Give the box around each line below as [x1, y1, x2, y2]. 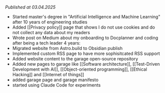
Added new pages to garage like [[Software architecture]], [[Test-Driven [12, 61, 160, 67]
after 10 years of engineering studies [12, 19, 88, 25]
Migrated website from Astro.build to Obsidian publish [12, 46, 123, 51]
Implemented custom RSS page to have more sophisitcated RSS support [12, 50, 160, 56]
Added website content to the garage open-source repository [12, 56, 138, 61]
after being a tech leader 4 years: [12, 40, 81, 46]
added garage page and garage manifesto [12, 77, 99, 83]
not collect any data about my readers [12, 30, 90, 35]
